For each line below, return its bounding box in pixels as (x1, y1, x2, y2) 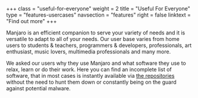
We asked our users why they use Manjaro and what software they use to (6, 59, 186, 67)
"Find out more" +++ (6, 18, 58, 24)
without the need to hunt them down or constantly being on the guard (6, 78, 177, 86)
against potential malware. (6, 85, 71, 91)
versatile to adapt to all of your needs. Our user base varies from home (6, 36, 180, 42)
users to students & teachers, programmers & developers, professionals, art (6, 42, 192, 49)
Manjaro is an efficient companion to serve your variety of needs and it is (6, 29, 186, 36)
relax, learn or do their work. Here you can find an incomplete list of (6, 66, 172, 73)
